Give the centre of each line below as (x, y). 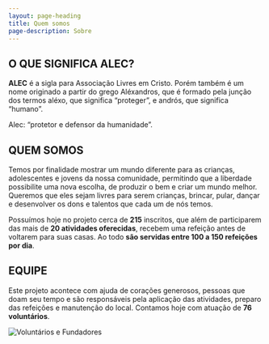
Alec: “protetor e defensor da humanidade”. (81, 125)
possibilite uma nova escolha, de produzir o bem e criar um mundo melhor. (133, 187)
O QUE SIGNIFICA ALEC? (71, 64)
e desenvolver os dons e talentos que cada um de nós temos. (111, 204)
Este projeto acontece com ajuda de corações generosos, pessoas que (127, 290)
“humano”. (25, 109)
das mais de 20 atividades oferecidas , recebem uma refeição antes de (127, 228)
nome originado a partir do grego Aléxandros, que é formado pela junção (130, 92)
